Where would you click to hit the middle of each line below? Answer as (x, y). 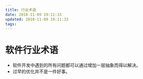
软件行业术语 (32, 50)
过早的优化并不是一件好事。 (41, 71)
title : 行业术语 (21, 10)
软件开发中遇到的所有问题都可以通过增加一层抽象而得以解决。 (77, 65)
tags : (11, 24)
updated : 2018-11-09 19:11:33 (37, 19)
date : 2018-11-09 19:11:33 (33, 15)
